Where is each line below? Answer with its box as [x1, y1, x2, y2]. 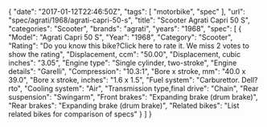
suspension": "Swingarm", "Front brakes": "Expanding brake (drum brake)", [8, 92, 259, 101]
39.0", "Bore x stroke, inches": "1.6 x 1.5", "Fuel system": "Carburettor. [8, 76, 240, 84]
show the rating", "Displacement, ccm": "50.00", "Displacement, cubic [8, 50, 241, 59]
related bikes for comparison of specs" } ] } [8, 109, 153, 119]
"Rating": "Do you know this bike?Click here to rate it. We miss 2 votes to [8, 41, 249, 51]
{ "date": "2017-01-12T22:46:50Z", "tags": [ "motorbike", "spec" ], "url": [8, 7, 245, 16]
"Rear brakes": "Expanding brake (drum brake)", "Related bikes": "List [8, 100, 240, 110]
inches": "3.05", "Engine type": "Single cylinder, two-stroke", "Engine [8, 58, 237, 68]
